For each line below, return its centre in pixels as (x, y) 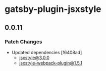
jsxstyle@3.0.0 (34, 58)
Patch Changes (24, 42)
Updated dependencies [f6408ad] (47, 52)
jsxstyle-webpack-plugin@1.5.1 (51, 63)
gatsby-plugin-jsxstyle (53, 9)
